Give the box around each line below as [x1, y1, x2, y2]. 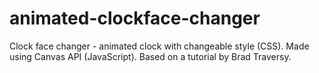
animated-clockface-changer [9, 7, 261, 30]
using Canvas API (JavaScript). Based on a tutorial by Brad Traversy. [9, 50, 292, 62]
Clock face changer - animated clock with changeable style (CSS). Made [9, 40, 310, 52]
